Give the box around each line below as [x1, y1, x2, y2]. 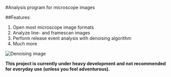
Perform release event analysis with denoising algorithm [12, 35, 132, 41]
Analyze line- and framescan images [12, 30, 91, 35]
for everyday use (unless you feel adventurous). [5, 66, 110, 72]
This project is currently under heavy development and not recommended [5, 61, 166, 66]
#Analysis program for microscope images [5, 5, 95, 10]
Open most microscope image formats [12, 24, 94, 30]
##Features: [5, 14, 31, 20]
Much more [12, 41, 37, 47]
